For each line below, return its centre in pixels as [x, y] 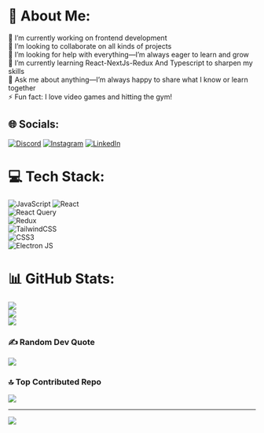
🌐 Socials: [34, 125]
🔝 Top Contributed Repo [55, 382]
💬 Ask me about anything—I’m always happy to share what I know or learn [128, 79]
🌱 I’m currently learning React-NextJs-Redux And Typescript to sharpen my [130, 63]
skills [16, 71]
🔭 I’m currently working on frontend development [88, 38]
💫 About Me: [49, 16]
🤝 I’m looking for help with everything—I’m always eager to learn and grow [129, 54]
